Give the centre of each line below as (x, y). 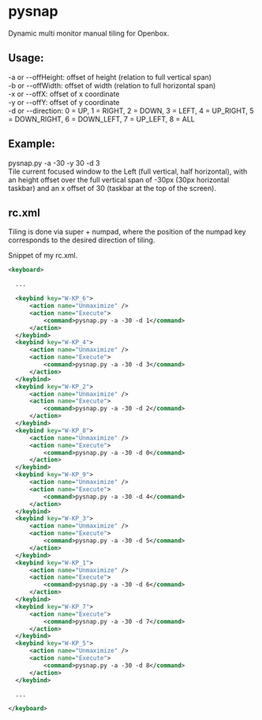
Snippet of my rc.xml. (43, 256)
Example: (32, 144)
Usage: (26, 58)
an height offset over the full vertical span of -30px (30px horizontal (119, 179)
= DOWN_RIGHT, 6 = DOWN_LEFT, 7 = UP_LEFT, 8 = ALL (102, 119)
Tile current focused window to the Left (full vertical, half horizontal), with (128, 171)
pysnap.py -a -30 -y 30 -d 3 (54, 163)
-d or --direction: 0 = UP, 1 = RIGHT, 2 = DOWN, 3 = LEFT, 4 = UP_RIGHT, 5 (131, 111)
